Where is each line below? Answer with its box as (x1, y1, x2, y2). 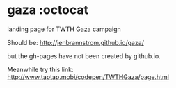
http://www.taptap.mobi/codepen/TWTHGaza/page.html (7, 72, 169, 81)
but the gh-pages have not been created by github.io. (7, 51, 161, 60)
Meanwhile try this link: (7, 65, 74, 73)
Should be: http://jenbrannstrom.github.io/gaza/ (7, 38, 145, 46)
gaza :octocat (7, 2, 89, 18)
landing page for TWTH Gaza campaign (7, 25, 122, 33)
